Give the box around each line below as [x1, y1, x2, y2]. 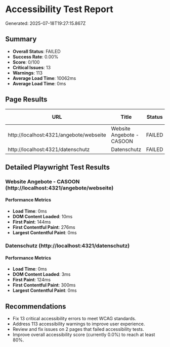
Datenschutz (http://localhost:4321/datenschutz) [5, 242, 130, 249]
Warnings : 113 [12, 70, 43, 76]
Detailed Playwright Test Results [5, 163, 110, 171]
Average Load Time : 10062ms [12, 75, 76, 81]
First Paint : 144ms [12, 219, 51, 225]
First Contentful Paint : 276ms [12, 224, 75, 230]
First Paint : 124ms [12, 277, 51, 283]
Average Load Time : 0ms [12, 80, 66, 86]
